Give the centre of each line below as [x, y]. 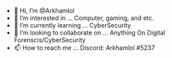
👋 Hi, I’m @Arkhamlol [44, 11]
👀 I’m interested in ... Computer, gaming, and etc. [84, 18]
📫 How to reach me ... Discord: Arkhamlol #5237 [84, 48]
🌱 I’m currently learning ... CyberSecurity [72, 25]
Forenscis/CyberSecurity [49, 40]
